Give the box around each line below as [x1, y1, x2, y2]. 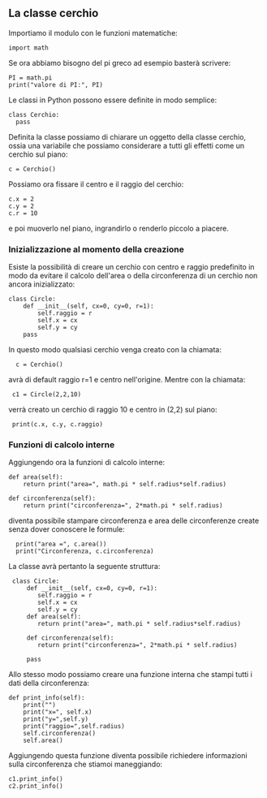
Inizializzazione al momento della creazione [8, 244, 184, 255]
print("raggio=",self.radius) [23, 723, 126, 731]
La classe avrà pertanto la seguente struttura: [8, 562, 161, 572]
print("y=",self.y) [23, 715, 89, 723]
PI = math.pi [8, 73, 53, 82]
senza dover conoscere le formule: [8, 524, 126, 534]
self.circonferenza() [23, 730, 96, 738]
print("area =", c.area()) [15, 540, 107, 549]
